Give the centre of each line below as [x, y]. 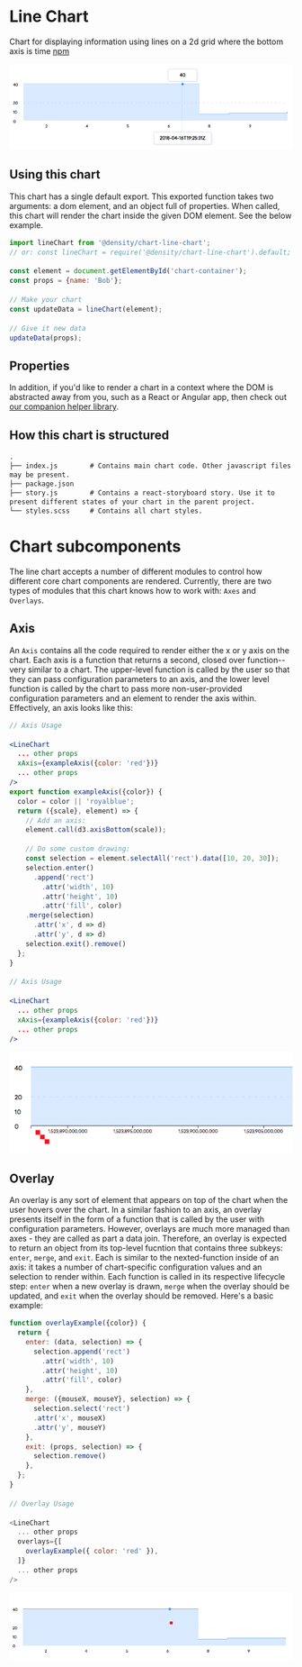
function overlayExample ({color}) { [78, 1323]
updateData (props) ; [46, 338]
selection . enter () [60, 868]
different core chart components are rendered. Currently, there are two [141, 581]
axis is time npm [40, 50]
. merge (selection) [60, 915]
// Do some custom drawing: [78, 849]
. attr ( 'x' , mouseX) [69, 1418]
